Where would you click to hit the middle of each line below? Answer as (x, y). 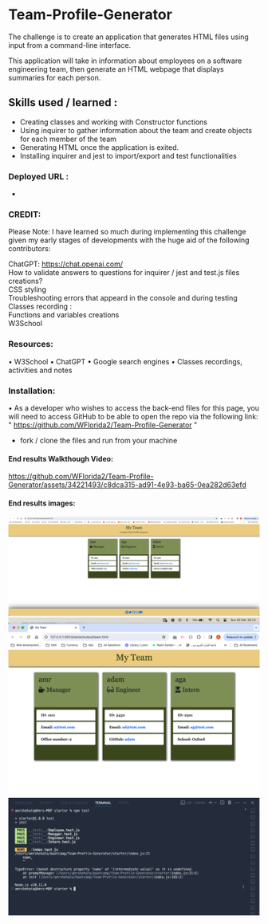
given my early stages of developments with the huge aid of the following (129, 240)
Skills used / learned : (63, 102)
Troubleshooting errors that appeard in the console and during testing (123, 298)
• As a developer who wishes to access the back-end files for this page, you (134, 407)
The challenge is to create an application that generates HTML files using (128, 37)
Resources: (31, 344)
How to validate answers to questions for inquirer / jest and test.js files (124, 273)
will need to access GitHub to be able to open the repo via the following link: (133, 416)
